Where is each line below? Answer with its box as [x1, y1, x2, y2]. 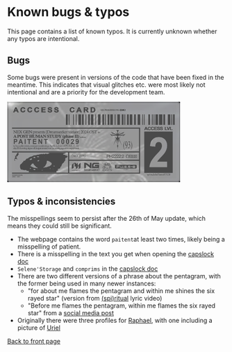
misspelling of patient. [17, 242, 81, 251]
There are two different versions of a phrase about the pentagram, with [17, 271, 221, 280]
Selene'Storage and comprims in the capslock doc [17, 265, 158, 273]
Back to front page [7, 337, 61, 345]
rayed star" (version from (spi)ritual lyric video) [27, 294, 163, 302]
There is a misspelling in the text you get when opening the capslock [17, 249, 214, 258]
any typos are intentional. [7, 34, 80, 42]
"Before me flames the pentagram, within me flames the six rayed [27, 301, 216, 310]
